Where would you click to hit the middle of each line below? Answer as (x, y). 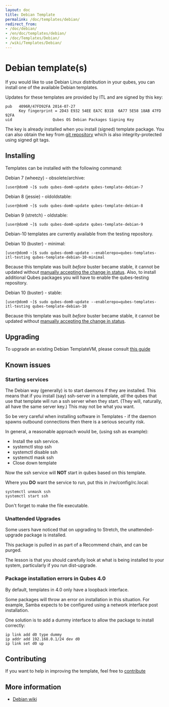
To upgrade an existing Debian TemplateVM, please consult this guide (78, 349)
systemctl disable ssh (35, 452)
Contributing (26, 659)
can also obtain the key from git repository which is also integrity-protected (83, 134)
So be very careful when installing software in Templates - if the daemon (81, 416)
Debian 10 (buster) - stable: (34, 293)
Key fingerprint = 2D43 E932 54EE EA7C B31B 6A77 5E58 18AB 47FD (90, 111)
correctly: (15, 625)
